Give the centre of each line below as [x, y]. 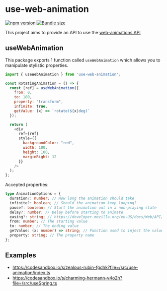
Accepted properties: [27, 185]
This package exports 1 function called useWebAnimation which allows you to [83, 60]
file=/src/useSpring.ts [35, 283]
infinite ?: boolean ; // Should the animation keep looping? [73, 203]
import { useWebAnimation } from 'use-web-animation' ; [63, 74]
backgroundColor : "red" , [49, 143]
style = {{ [27, 138]
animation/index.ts [31, 272]
